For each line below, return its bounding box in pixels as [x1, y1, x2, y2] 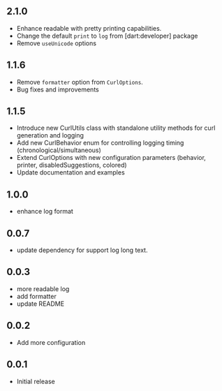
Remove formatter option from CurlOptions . [16, 78, 144, 86]
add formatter [16, 292, 57, 300]
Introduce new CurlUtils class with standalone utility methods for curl [16, 124, 216, 132]
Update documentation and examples [16, 168, 125, 177]
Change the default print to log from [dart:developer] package [16, 31, 198, 40]
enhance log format [16, 207, 74, 216]
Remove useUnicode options [16, 38, 97, 47]
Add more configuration [16, 338, 86, 346]
